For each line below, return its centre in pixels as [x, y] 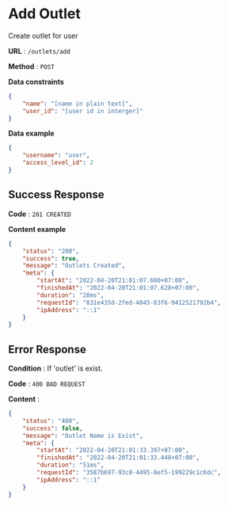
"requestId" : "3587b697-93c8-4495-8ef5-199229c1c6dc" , [129, 473]
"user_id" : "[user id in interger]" [83, 111]
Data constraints [36, 82]
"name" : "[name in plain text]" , [78, 104]
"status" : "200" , [51, 251]
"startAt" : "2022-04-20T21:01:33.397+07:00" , [113, 451]
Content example [37, 229]
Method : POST [32, 66]
